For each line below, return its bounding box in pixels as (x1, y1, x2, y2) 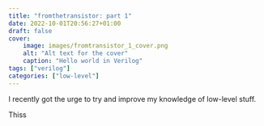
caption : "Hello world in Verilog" (23, 57, 143, 65)
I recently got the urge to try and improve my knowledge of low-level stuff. (8, 94, 257, 103)
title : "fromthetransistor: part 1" (8, 11, 132, 20)
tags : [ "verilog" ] (8, 65, 70, 73)
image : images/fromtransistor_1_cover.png (23, 42, 168, 50)
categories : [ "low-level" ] (8, 72, 100, 80)
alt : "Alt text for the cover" (23, 49, 129, 57)
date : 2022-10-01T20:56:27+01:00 (8, 19, 121, 27)
